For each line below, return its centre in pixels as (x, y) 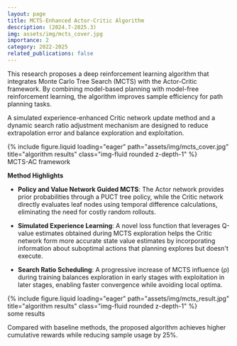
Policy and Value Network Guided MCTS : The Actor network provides (121, 189)
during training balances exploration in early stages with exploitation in (121, 277)
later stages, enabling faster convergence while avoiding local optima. (120, 284)
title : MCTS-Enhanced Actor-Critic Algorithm (76, 21)
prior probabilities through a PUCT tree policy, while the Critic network (120, 197)
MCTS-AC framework (39, 161)
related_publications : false (50, 54)
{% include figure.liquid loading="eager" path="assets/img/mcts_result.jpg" (118, 298)
